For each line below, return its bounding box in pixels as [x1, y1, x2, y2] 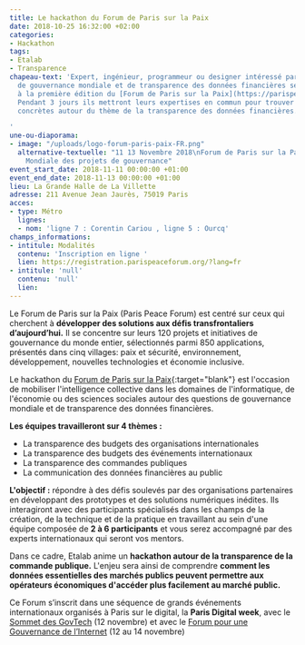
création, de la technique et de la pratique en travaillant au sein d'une [9, 513, 269, 524]
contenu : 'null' [17, 274, 79, 284]
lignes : [17, 215, 47, 224]
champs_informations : [9, 233, 92, 242]
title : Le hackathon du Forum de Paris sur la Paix [9, 13, 209, 23]
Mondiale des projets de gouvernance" [25, 156, 172, 165]
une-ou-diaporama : [9, 131, 79, 141]
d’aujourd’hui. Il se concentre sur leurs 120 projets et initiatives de [9, 327, 259, 338]
